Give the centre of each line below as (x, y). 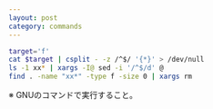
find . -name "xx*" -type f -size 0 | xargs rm (101, 77)
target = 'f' (29, 51)
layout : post (33, 18)
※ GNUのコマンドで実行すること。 (73, 95)
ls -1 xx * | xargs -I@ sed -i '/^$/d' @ (86, 68)
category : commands (46, 26)
